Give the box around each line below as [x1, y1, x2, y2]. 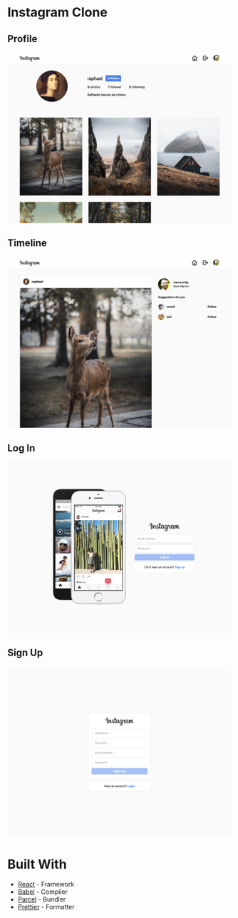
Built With [7, 856, 67, 872]
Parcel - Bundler [17, 894, 66, 903]
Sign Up [7, 647, 43, 659]
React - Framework [17, 879, 75, 888]
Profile [7, 33, 38, 45]
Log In [7, 442, 36, 454]
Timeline [7, 237, 48, 250]
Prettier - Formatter [17, 902, 75, 911]
